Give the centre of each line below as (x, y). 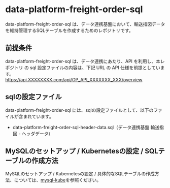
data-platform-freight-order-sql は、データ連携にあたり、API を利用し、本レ (85, 61)
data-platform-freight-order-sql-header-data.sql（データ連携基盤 (81, 127)
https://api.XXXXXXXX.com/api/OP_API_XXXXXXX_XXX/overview (74, 79)
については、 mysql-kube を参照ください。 (58, 180)
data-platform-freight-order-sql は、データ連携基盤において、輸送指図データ (85, 24)
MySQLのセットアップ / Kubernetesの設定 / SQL (82, 151)
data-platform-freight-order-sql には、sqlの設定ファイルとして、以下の (79, 110)
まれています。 (38, 116)
